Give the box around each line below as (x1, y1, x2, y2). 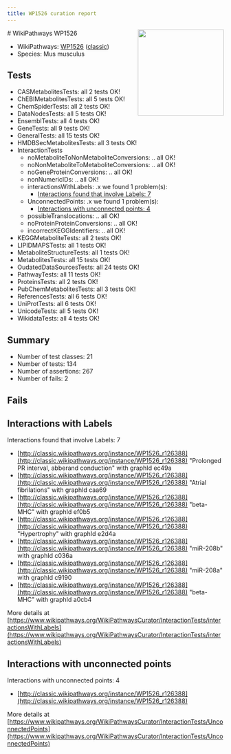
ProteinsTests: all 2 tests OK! (16, 278, 98, 286)
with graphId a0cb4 (36, 596, 92, 604)
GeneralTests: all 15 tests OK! (16, 131, 100, 140)
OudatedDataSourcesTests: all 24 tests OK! (16, 263, 140, 272)
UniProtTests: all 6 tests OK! (16, 300, 96, 308)
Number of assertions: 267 (16, 367, 93, 376)
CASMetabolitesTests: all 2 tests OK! (16, 87, 120, 96)
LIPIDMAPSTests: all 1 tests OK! (16, 241, 107, 250)
